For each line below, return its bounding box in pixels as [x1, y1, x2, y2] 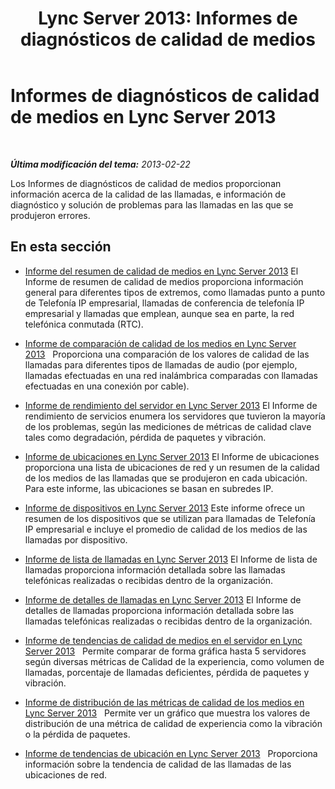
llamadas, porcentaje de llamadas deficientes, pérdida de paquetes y [24, 666, 310, 678]
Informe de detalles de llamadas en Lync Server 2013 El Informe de [24, 593, 302, 606]
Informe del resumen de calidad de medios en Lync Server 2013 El [24, 265, 299, 277]
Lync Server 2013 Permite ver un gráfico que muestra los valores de [24, 707, 311, 719]
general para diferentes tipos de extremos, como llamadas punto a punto [24, 286, 326, 298]
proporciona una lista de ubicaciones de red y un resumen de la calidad [24, 461, 320, 473]
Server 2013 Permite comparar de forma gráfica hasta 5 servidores [24, 645, 307, 657]
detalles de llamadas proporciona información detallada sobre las [24, 604, 295, 616]
